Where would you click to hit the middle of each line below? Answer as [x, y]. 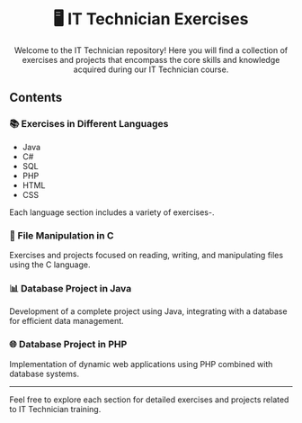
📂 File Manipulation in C [62, 235]
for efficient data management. [67, 321]
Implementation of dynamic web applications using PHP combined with [141, 364]
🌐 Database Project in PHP [68, 345]
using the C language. [50, 265]
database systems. [44, 373]
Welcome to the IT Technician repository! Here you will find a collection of [151, 50]
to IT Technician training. [55, 409]
